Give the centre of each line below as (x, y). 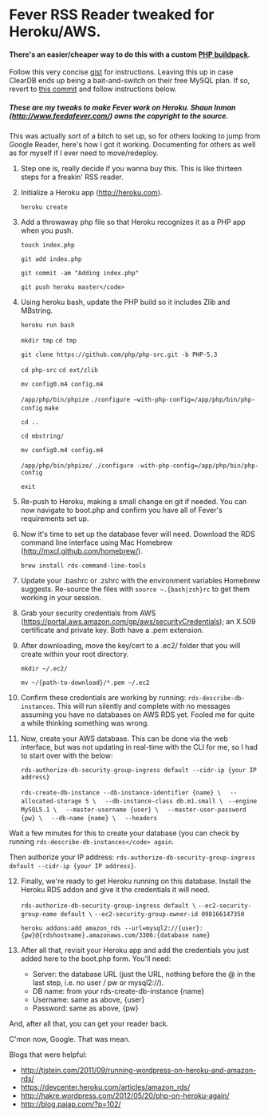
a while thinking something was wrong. (85, 723)
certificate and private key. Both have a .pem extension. (112, 631)
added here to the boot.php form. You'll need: (96, 959)
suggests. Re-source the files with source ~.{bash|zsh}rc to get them (135, 589)
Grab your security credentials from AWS (88, 613)
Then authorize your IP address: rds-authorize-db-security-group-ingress (132, 857)
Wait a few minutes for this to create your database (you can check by (124, 833)
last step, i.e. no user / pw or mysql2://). (98, 983)
